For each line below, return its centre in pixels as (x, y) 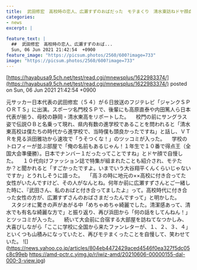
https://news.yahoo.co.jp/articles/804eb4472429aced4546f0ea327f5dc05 (99, 248)
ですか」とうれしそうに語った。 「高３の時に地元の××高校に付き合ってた (96, 175)
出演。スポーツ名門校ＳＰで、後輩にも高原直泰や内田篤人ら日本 (114, 109)
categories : (21, 17)
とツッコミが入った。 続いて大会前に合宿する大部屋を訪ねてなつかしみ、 (97, 219)
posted (179, 83)
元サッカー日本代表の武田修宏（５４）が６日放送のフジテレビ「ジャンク (93, 102)
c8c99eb (17, 254)
